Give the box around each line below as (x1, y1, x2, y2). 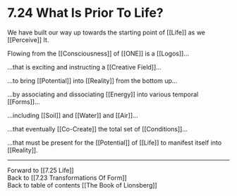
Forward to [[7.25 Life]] (7, 166, 74, 174)
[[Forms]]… (7, 97, 40, 106)
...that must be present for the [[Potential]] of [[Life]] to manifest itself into (7, 138, 222, 147)
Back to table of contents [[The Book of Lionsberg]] (7, 181, 157, 189)
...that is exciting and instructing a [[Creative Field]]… (7, 63, 162, 71)
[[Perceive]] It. (7, 35, 49, 44)
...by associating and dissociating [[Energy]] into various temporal (7, 90, 199, 98)
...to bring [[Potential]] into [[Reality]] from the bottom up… (7, 76, 178, 85)
